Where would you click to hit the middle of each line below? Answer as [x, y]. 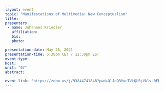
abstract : [15, 72]
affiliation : [25, 32]
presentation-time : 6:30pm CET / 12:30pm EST [52, 54]
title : [12, 18]
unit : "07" [16, 68]
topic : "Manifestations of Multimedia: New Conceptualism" [66, 14]
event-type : [17, 59]
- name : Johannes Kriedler [35, 28]
